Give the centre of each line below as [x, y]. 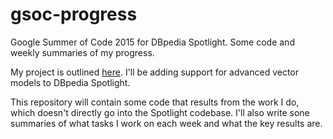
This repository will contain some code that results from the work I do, [155, 102]
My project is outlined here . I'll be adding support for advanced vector [155, 72]
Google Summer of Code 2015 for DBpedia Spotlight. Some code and [152, 42]
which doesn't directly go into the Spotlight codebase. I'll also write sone [160, 112]
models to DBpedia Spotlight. [70, 82]
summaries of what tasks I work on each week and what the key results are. [166, 123]
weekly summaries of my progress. [82, 52]
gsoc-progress [74, 14]
